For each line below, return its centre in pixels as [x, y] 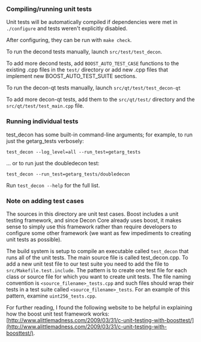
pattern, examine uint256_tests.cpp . [52, 296]
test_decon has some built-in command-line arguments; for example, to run [100, 135]
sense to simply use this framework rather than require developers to [91, 227]
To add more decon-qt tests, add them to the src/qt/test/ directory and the [100, 99]
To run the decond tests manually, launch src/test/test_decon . [84, 52]
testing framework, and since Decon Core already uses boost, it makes [94, 220]
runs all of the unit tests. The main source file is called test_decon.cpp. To [97, 257]
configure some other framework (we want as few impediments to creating [99, 233]
